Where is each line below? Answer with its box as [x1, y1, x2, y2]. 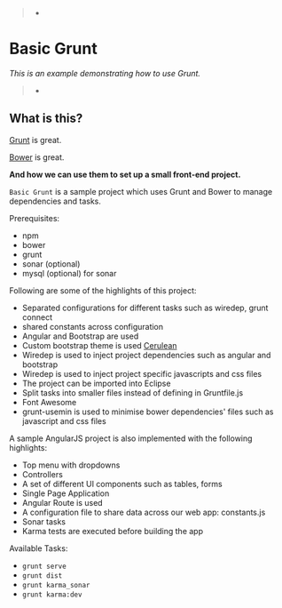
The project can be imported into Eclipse [21, 378, 171, 388]
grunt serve [21, 562, 67, 571]
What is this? [9, 111, 83, 126]
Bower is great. [9, 151, 65, 163]
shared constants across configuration [21, 321, 164, 332]
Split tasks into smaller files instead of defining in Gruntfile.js [21, 387, 244, 398]
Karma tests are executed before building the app [21, 525, 204, 536]
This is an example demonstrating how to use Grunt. [9, 68, 201, 78]
